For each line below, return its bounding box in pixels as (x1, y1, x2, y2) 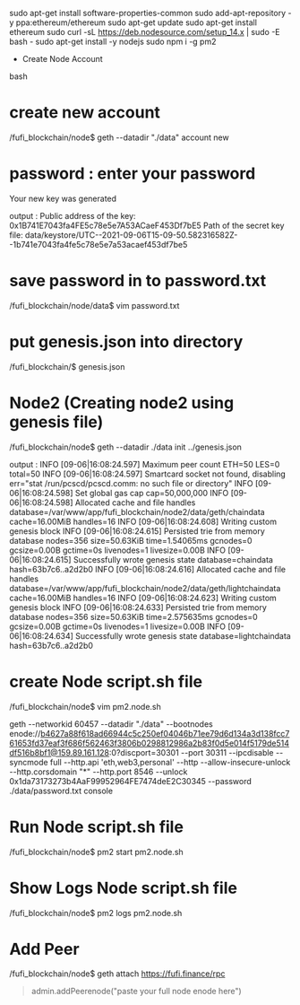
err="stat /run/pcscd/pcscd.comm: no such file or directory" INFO (9, 477, 253, 488)
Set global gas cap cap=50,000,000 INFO (74, 487, 229, 498)
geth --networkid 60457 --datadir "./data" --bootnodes (9, 718, 213, 730)
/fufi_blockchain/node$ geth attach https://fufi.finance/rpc (9, 968, 226, 979)
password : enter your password (9, 163, 256, 184)
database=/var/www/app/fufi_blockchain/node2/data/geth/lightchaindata (9, 582, 281, 593)
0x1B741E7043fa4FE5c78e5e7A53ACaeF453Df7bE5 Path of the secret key (9, 220, 285, 231)
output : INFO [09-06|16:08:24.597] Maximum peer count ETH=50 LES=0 (9, 459, 280, 469)
